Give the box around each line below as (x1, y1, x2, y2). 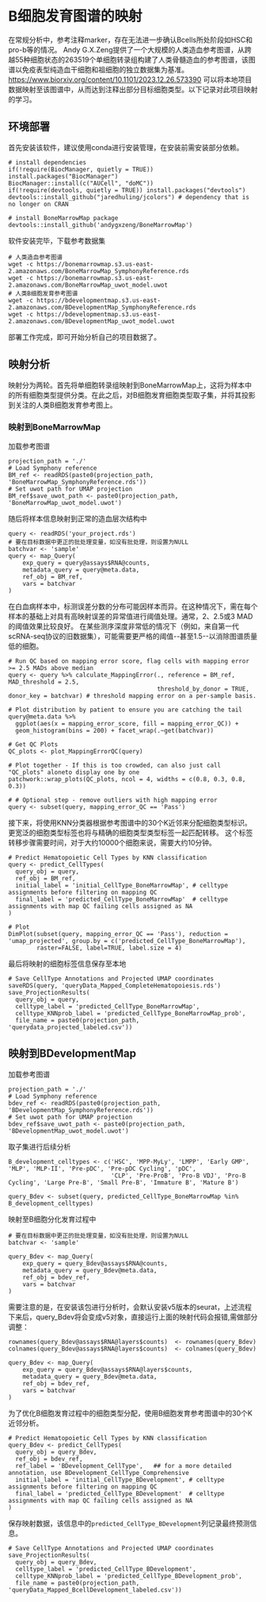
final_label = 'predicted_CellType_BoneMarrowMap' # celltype (15, 895, 228, 903)
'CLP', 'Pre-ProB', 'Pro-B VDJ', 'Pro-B (110, 1172, 246, 1180)
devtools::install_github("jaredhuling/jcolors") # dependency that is (8, 193, 249, 201)
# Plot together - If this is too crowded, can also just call (8, 761, 222, 769)
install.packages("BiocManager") (8, 172, 119, 180)
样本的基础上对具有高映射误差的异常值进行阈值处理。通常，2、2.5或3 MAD (8, 611, 253, 621)
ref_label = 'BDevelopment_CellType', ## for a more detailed (15, 1461, 232, 1469)
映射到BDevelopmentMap (8, 1047, 137, 1061)
